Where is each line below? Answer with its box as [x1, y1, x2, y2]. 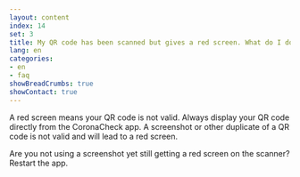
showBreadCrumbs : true [9, 79, 94, 88]
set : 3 [9, 29, 34, 38]
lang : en [9, 46, 42, 55]
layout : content [9, 12, 70, 22]
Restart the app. [9, 157, 69, 168]
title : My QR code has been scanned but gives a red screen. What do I [9, 37, 281, 47]
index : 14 [9, 21, 46, 30]
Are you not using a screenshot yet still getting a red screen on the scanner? [9, 148, 290, 158]
